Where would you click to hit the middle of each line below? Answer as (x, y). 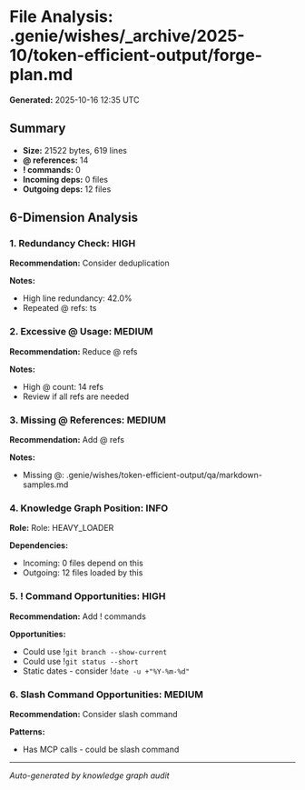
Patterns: (27, 731)
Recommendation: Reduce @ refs (74, 351)
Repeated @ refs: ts (59, 308)
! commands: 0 (52, 169)
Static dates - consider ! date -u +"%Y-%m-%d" (106, 671)
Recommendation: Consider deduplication (89, 263)
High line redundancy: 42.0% (77, 298)
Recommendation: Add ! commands (78, 616)
